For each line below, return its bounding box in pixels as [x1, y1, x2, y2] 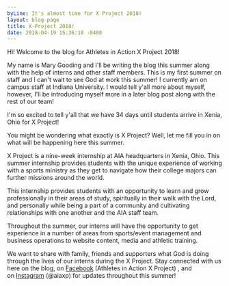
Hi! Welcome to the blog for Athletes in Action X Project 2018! [7, 48, 180, 56]
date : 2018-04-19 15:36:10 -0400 [7, 29, 103, 36]
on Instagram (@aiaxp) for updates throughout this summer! [7, 272, 176, 280]
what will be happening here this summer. [7, 138, 125, 147]
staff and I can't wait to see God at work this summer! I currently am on [7, 76, 207, 84]
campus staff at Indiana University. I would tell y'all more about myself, [7, 83, 206, 91]
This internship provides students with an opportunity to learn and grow [7, 187, 209, 195]
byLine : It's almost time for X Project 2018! [7, 10, 142, 17]
